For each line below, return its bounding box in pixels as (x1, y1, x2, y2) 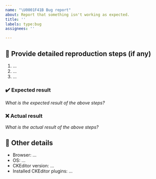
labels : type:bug (5, 21, 42, 27)
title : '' (5, 17, 26, 22)
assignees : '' (5, 26, 35, 31)
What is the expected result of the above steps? (5, 100, 105, 106)
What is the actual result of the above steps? (5, 124, 99, 130)
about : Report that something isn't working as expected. (5, 12, 130, 17)
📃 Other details (5, 139, 53, 147)
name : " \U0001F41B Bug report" (5, 7, 71, 13)
